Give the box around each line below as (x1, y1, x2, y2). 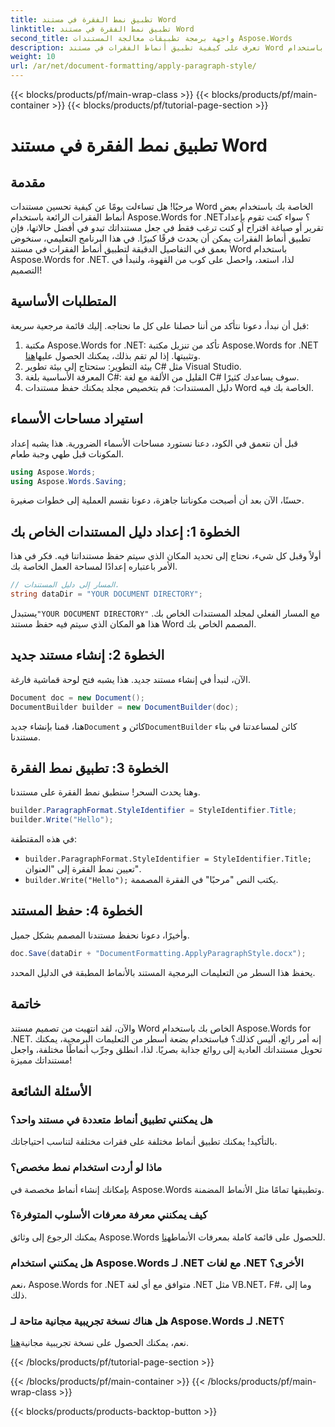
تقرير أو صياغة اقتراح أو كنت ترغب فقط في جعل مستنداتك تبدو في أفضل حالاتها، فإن (10, 222, 324, 233)
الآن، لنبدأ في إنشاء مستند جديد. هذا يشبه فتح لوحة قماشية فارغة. (10, 673, 251, 685)
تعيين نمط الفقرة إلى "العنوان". (24, 863, 142, 875)
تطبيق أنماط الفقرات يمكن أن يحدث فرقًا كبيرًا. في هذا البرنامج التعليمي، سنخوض (10, 232, 312, 244)
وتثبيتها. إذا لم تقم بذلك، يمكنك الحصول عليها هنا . (24, 349, 201, 361)
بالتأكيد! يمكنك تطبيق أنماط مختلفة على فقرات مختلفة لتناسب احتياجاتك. (10, 1136, 278, 1148)
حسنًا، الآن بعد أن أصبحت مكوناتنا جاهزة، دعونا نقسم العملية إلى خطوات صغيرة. (10, 494, 305, 506)
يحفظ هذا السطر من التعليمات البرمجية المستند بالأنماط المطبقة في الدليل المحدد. (10, 966, 316, 978)
